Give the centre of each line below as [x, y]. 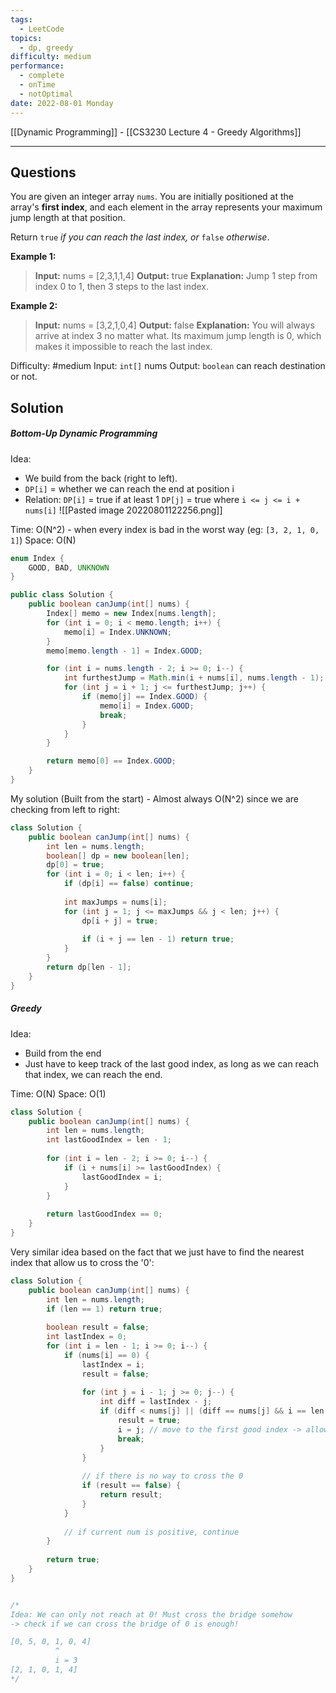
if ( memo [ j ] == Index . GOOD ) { [144, 697]
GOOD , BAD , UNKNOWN [69, 567]
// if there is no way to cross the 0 [162, 1476]
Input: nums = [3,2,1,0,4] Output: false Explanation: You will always [174, 325]
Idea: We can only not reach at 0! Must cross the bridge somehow [151, 1614]
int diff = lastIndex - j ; [156, 1402]
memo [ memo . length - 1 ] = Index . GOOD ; [124, 651]
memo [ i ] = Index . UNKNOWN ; [117, 632]
